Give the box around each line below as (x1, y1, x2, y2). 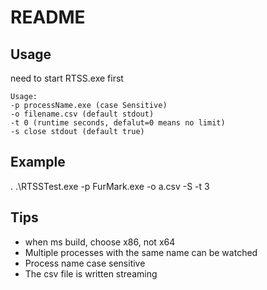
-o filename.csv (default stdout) (10, 109, 155, 119)
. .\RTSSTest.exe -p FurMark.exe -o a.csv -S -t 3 (10, 180, 210, 192)
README (10, 6, 86, 29)
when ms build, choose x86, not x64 (24, 236, 176, 248)
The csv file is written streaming (24, 267, 158, 280)
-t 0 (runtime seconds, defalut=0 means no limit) (10, 118, 226, 128)
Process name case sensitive (24, 257, 146, 269)
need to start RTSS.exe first (10, 72, 124, 84)
